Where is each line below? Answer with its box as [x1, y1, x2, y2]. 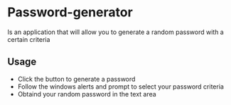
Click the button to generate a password [17, 74, 136, 83]
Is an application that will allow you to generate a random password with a [7, 28, 224, 36]
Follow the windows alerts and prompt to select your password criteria [17, 82, 224, 91]
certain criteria [7, 35, 50, 43]
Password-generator [7, 4, 133, 21]
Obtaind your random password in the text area [17, 89, 156, 98]
